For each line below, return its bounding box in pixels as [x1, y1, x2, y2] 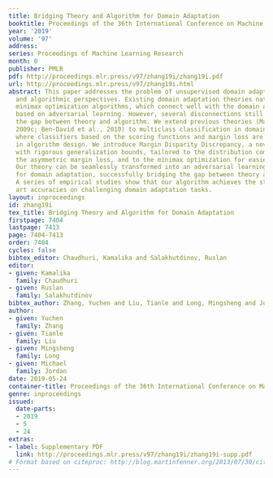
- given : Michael [8, 359, 67, 368]
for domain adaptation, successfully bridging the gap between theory [15, 171, 260, 179]
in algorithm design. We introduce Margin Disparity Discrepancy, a [15, 140, 253, 149]
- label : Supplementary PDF [8, 442, 104, 451]
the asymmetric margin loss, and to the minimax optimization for [15, 155, 245, 163]
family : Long [15, 352, 60, 360]
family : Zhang [15, 322, 63, 330]
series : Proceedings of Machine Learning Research [8, 50, 184, 58]
